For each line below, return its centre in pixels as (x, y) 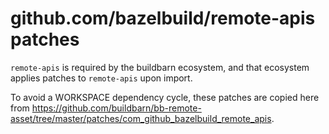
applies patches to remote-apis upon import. (101, 78)
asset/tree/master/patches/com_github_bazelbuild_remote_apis (141, 118)
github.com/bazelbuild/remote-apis (163, 18)
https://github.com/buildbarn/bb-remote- (116, 108)
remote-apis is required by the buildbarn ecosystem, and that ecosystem (160, 67)
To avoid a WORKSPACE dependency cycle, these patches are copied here (165, 97)
